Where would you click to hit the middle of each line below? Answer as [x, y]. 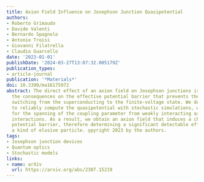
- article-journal [29, 74]
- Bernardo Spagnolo [32, 35]
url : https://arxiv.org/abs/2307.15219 [62, 170]
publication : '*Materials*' [42, 79]
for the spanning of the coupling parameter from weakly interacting [101, 113]
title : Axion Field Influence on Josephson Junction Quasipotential [95, 12]
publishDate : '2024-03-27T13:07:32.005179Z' [63, 62]
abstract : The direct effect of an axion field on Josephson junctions [99, 91]
